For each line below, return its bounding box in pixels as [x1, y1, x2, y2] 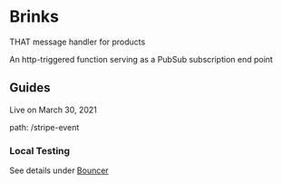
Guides [9, 80, 52, 96]
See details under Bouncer [9, 165, 109, 176]
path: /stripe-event [9, 121, 80, 132]
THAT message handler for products [9, 36, 146, 47]
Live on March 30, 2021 [9, 104, 98, 115]
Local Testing [9, 144, 71, 157]
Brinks [9, 6, 59, 27]
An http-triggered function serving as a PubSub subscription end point [9, 53, 274, 64]
